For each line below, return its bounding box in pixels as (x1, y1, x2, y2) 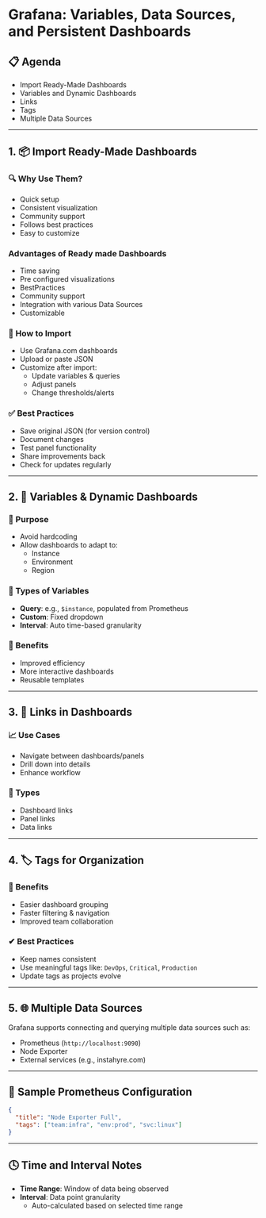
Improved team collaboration (19, 916, 114, 926)
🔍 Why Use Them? (8, 173, 83, 184)
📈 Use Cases (8, 730, 61, 741)
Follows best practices (19, 220, 93, 229)
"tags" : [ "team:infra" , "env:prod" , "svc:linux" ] (15, 1121, 182, 1129)
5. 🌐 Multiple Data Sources (8, 1001, 142, 1015)
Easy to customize (19, 228, 80, 237)
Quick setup (19, 194, 59, 204)
